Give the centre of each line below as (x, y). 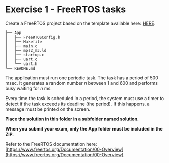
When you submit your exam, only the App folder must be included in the (84, 128)
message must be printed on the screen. (48, 109)
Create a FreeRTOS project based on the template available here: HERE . (80, 23)
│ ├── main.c (21, 46)
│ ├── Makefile (24, 42)
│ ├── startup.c (25, 55)
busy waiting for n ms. (29, 88)
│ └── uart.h (21, 64)
